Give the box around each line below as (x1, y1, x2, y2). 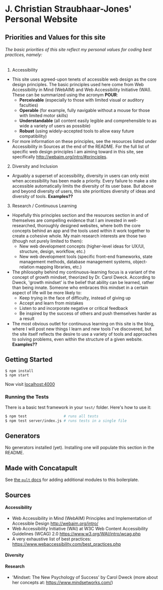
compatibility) (19, 133, 47, 139)
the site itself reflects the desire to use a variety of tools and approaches (12, 331, 158, 337)
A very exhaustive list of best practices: (12, 536, 91, 542)
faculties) (19, 102, 38, 108)
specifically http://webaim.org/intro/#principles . (12, 154, 108, 160)
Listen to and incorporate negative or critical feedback (19, 305, 128, 311)
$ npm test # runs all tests (5, 413, 98, 419)
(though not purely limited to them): (12, 238, 83, 244)
